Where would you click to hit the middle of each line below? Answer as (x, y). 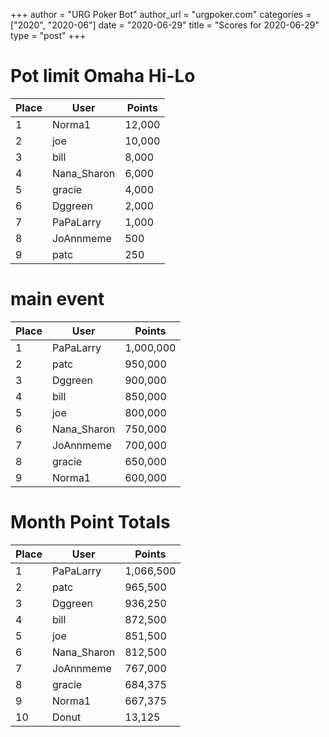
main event (57, 299)
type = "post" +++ (48, 35)
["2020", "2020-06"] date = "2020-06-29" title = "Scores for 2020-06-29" (165, 25)
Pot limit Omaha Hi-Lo (103, 76)
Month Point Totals (90, 522)
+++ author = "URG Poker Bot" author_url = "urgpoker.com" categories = (161, 14)
